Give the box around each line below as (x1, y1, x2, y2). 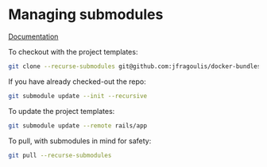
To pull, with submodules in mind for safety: (8, 136, 152, 146)
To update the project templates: (8, 106, 115, 116)
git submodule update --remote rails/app (8, 121, 148, 130)
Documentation (8, 32, 59, 41)
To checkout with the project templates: (8, 47, 138, 56)
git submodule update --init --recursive (8, 92, 148, 100)
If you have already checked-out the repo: (8, 77, 146, 86)
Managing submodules (8, 6, 164, 24)
